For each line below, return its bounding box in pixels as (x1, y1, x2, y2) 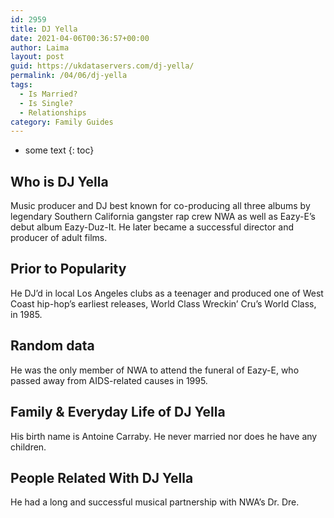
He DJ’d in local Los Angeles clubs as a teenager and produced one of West (10, 287, 324, 299)
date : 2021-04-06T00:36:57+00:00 (10, 33, 150, 43)
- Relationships (19, 107, 87, 118)
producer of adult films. (10, 232, 108, 244)
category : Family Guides (10, 117, 114, 127)
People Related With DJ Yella (10, 469, 194, 486)
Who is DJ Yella (10, 173, 109, 190)
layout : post (10, 52, 65, 62)
